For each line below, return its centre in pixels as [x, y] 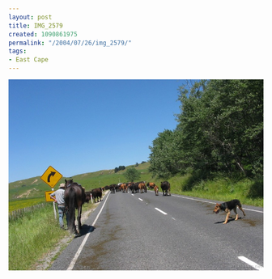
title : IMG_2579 [36, 25]
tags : [17, 51]
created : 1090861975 [43, 34]
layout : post [30, 17]
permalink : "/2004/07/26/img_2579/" [70, 43]
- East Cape [28, 60]
